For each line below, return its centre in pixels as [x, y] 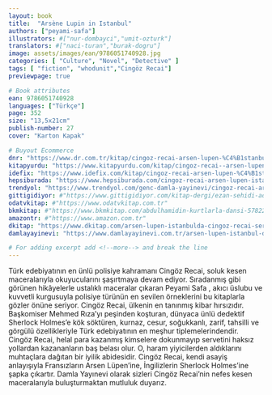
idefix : [21, 173]
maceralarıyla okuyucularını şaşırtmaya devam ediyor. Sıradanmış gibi [125, 279]
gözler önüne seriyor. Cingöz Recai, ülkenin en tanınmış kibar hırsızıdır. [126, 305]
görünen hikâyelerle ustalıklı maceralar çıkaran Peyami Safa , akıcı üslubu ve [136, 288]
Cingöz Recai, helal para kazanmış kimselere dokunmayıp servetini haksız [131, 340]
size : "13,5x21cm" [39, 121]
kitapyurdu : [28, 166]
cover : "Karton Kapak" [47, 136]
